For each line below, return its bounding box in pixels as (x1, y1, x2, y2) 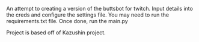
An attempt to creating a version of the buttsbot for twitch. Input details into (6, 5, 194, 12)
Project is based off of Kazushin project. (6, 29, 106, 36)
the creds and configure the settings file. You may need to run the (6, 11, 170, 18)
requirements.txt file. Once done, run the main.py (6, 18, 128, 24)
